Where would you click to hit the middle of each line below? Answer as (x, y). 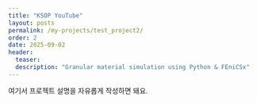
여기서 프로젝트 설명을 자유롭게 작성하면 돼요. (78, 90)
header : (21, 52)
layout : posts (32, 23)
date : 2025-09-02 (37, 45)
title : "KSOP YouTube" (46, 15)
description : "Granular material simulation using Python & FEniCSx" (132, 67)
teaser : (28, 60)
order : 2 (23, 38)
